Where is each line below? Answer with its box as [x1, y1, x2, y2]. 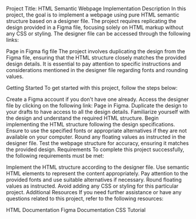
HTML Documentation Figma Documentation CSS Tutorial [6, 207, 146, 213]
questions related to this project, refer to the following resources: [6, 195, 164, 202]
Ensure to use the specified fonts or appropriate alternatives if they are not [6, 127, 187, 134]
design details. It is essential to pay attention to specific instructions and [6, 60, 181, 67]
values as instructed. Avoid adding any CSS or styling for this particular [6, 182, 179, 189]
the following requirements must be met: [6, 152, 104, 159]
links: [6, 37, 19, 43]
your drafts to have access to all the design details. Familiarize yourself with [6, 109, 190, 115]
